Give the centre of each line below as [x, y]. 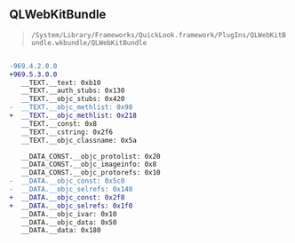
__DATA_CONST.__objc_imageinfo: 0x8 [89, 165]
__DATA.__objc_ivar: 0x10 [69, 214]
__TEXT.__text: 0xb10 [61, 82]
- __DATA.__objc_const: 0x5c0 [67, 181]
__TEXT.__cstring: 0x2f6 [67, 132]
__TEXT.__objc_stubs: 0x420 [73, 99]
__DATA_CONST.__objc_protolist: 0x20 [91, 156]
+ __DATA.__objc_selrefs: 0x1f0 [71, 206]
